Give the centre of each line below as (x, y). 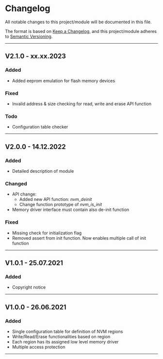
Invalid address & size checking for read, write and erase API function (82, 104)
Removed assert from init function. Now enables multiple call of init (79, 238)
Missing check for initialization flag (47, 233)
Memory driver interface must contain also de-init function (71, 210)
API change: (24, 194)
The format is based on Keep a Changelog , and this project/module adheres (81, 31)
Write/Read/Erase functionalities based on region (61, 336)
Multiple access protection (39, 347)
